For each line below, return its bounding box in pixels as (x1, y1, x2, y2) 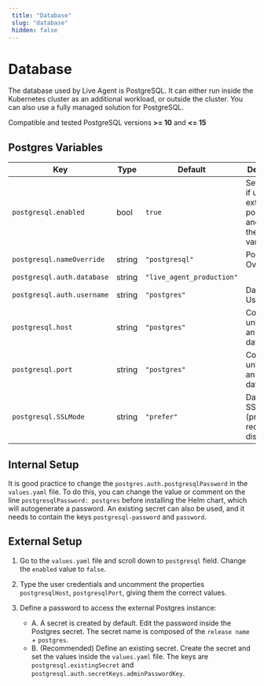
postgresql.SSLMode (12, 412, 85, 422)
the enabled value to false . (19, 564, 106, 574)
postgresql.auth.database (12, 273, 109, 282)
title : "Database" (11, 11, 72, 20)
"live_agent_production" (145, 273, 238, 282)
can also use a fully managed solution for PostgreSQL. (8, 103, 185, 112)
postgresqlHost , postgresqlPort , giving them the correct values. (19, 588, 227, 597)
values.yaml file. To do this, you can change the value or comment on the (8, 487, 246, 496)
